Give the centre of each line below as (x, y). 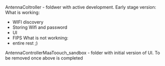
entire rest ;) (25, 43)
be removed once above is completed (44, 58)
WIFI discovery (28, 22)
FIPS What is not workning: (40, 38)
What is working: (22, 12)
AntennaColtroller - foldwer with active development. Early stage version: (81, 7)
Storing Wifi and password (40, 27)
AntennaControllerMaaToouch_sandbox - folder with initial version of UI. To (82, 53)
